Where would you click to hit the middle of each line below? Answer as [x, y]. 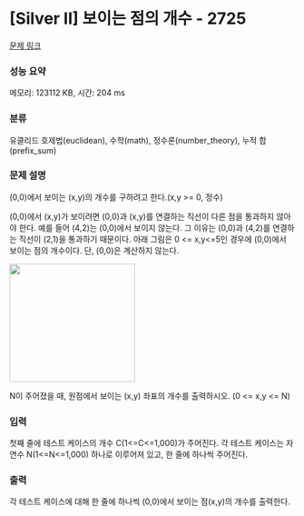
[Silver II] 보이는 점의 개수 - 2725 [128, 19]
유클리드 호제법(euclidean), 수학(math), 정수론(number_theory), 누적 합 [138, 140]
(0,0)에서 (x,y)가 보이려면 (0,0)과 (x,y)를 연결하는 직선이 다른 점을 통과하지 [142, 216]
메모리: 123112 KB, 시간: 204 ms [67, 93]
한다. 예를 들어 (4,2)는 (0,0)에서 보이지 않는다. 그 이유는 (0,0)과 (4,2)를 [144, 227]
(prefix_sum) [33, 150]
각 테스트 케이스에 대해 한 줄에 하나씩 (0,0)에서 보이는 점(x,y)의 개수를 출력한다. [150, 501]
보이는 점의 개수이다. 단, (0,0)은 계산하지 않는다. [94, 250]
